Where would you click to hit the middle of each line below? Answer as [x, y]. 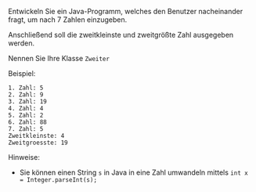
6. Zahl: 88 [27, 122]
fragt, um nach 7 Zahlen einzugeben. [68, 20]
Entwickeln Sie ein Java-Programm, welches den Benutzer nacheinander [126, 11]
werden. [22, 43]
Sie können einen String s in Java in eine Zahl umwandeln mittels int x [133, 172]
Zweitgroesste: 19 [38, 143]
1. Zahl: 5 [26, 88]
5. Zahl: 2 [26, 115]
